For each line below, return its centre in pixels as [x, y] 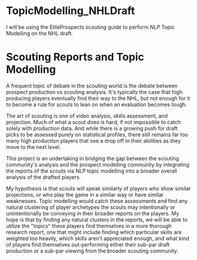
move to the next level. [33, 147]
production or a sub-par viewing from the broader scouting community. [92, 251]
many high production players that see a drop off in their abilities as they [94, 141]
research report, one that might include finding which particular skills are [94, 232]
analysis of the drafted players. [43, 177]
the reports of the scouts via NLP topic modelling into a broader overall [92, 171]
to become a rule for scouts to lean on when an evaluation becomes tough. [97, 104]
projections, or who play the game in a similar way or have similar [85, 194]
